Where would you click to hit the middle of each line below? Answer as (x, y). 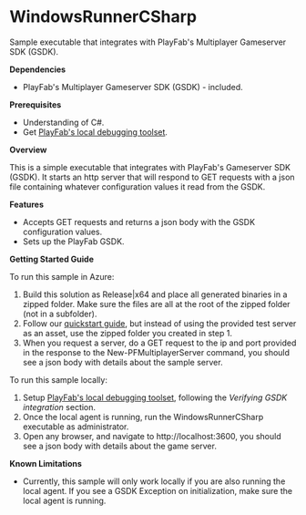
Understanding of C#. (63, 122)
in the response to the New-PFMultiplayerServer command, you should (156, 352)
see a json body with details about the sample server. (122, 362)
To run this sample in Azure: (62, 276)
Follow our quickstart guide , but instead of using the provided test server (159, 323)
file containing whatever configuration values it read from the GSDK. (138, 186)
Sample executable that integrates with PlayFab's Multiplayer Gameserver (148, 42)
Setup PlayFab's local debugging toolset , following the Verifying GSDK (155, 397)
